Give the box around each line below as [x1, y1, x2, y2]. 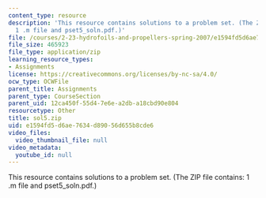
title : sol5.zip [8, 114, 62, 122]
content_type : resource [8, 11, 87, 20]
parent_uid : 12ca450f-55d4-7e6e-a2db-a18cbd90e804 [8, 99, 179, 107]
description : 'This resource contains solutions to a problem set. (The [8, 19, 253, 27]
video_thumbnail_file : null [15, 136, 108, 144]
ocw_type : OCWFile [8, 77, 69, 85]
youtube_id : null [15, 151, 73, 159]
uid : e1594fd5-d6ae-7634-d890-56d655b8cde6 [8, 121, 154, 129]
